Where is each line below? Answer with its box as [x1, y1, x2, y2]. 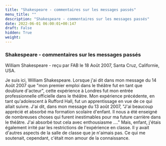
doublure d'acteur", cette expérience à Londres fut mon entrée [5, 88, 133, 94]
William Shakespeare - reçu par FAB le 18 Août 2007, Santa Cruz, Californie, [5, 62, 160, 68]
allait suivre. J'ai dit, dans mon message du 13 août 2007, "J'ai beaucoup [5, 103, 154, 109]
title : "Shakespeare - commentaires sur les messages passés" [5, 7, 136, 12]
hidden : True [5, 30, 32, 35]
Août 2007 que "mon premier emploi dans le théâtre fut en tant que [5, 83, 143, 89]
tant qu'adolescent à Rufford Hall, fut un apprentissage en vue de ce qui [5, 98, 153, 104]
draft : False [5, 26, 32, 31]
